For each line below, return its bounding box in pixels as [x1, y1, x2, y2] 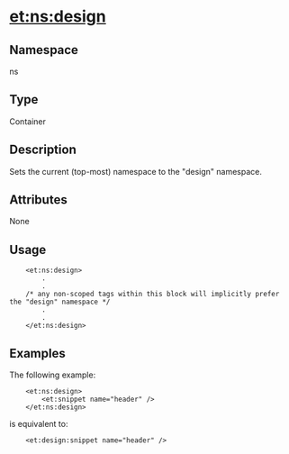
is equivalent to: [9, 419, 68, 430]
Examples [9, 345, 66, 361]
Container [9, 115, 47, 127]
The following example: [9, 369, 96, 380]
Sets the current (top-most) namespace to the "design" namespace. [9, 166, 263, 177]
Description [9, 142, 77, 158]
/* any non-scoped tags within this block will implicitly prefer [25, 290, 280, 299]
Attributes [9, 192, 68, 208]
